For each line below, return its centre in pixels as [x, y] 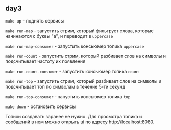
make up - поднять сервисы [35, 20]
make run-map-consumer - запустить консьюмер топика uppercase [75, 46]
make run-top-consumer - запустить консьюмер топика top [68, 96]
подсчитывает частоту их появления [45, 61]
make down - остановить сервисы [41, 106]
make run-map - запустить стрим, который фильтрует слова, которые [80, 31]
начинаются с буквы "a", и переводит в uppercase [59, 36]
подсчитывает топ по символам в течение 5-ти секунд [65, 86]
